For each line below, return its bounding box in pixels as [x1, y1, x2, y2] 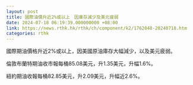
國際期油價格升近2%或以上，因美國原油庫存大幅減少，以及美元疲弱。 [6, 48, 176, 55]
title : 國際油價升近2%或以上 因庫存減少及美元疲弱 [6, 14, 119, 20]
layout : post [6, 8, 39, 15]
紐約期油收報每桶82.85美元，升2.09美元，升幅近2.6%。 [6, 73, 144, 80]
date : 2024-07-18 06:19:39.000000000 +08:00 [6, 19, 118, 25]
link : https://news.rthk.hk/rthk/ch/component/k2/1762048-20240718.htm [6, 25, 187, 31]
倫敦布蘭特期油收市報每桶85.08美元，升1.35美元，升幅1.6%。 [6, 60, 156, 67]
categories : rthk [6, 31, 49, 37]
